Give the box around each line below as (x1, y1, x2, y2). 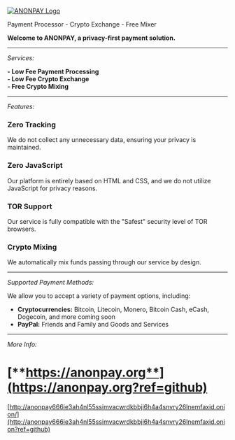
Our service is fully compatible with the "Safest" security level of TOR (7, 217, 208, 225)
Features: (7, 102, 35, 111)
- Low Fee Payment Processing (7, 67, 99, 76)
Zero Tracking (7, 120, 56, 129)
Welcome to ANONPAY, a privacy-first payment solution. (7, 34, 176, 42)
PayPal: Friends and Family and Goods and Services (17, 320, 169, 329)
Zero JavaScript (7, 161, 63, 171)
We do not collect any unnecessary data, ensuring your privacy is (7, 136, 197, 144)
